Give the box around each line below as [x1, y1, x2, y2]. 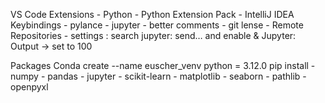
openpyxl [10, 81, 49, 93]
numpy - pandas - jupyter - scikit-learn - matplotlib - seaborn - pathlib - [10, 70, 307, 82]
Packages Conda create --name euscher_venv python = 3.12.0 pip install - [10, 60, 316, 71]
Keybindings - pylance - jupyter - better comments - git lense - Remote [10, 19, 304, 31]
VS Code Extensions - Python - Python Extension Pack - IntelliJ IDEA [10, 9, 295, 20]
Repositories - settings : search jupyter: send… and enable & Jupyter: [10, 30, 297, 41]
